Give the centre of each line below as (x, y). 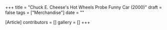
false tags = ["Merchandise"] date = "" (45, 12)
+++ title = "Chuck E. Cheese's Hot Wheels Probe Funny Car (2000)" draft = (83, 7)
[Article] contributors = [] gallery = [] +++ (48, 22)
